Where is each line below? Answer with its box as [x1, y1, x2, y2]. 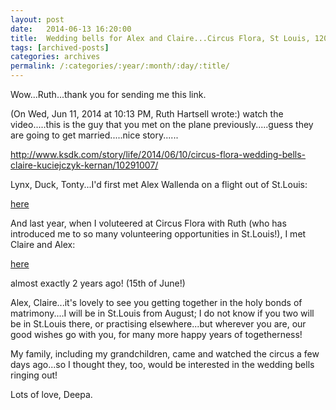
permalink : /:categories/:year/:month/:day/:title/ [10, 61, 230, 71]
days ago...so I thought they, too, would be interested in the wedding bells [10, 359, 315, 370]
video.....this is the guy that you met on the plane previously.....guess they [10, 119, 314, 130]
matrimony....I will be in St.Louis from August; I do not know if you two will [10, 307, 315, 319]
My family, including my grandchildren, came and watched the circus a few [10, 348, 320, 360]
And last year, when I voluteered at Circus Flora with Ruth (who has [10, 217, 287, 229]
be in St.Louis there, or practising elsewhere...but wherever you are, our [10, 318, 307, 330]
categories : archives [10, 52, 101, 62]
